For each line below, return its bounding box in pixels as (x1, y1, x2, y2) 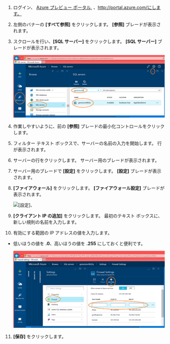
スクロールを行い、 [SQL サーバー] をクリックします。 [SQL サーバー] (13, 38, 157, 44)
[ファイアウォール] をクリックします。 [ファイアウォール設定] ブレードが (13, 185, 165, 191)
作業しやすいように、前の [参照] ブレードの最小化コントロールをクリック (13, 123, 165, 129)
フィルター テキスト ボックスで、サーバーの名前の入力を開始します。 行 (13, 140, 162, 146)
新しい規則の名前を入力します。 (13, 219, 80, 225)
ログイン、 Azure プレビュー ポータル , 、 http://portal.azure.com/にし (13, 5, 156, 10)
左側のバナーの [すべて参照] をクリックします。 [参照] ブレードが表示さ (13, 22, 161, 27)
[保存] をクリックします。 (13, 333, 66, 339)
